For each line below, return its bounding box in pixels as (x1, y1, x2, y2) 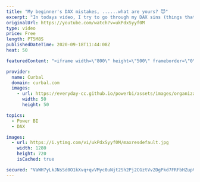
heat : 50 (6, 47, 28, 53)
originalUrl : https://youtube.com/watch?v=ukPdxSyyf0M (6, 20, 145, 25)
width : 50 (21, 96, 46, 103)
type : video (6, 25, 36, 31)
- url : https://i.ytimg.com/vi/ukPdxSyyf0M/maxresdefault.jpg (11, 140, 169, 146)
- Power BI (11, 118, 39, 124)
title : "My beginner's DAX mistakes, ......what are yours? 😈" (6, 8, 168, 15)
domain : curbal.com (11, 79, 60, 86)
